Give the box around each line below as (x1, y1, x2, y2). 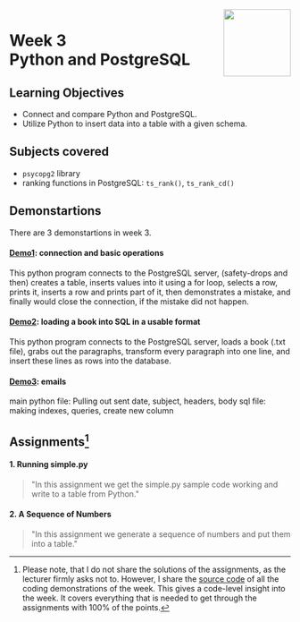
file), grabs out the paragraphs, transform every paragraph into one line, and (9, 346, 290, 357)
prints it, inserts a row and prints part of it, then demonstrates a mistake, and (9, 286, 291, 297)
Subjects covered (9, 144, 110, 159)
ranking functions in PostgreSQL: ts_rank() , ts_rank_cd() (21, 177, 235, 188)
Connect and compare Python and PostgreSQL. (21, 109, 198, 119)
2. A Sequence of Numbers (9, 509, 112, 520)
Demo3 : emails (9, 376, 67, 387)
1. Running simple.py (9, 459, 88, 470)
